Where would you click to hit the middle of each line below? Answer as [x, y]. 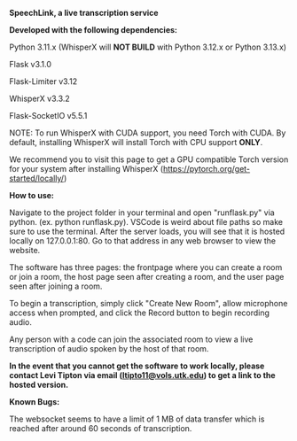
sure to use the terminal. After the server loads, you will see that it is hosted [147, 231]
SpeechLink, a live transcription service [84, 13]
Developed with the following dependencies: [94, 30]
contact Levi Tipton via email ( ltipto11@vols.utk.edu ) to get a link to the [143, 375]
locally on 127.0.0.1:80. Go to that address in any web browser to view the [143, 241]
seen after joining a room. [56, 286]
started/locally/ [37, 178]
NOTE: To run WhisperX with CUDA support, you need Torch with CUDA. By [148, 133]
